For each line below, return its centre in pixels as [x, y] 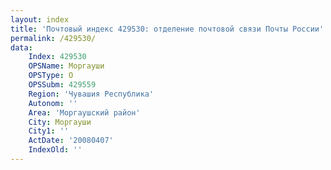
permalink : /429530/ [53, 38]
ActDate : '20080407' [71, 141]
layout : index [40, 19]
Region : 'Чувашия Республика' [91, 94]
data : [21, 47]
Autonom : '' [53, 103]
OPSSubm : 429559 [62, 85]
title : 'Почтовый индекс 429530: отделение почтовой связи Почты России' [167, 29]
